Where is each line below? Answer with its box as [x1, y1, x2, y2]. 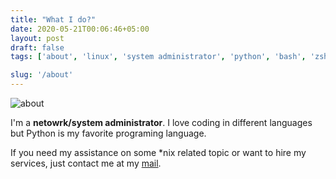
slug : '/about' [10, 70, 74, 80]
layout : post [10, 33, 65, 43]
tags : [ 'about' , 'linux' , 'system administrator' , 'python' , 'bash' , [10, 52, 307, 62]
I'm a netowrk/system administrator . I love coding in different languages [10, 117, 313, 128]
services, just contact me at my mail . [10, 157, 162, 169]
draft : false [10, 42, 65, 53]
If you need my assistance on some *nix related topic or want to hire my [10, 147, 307, 158]
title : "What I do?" [10, 14, 97, 25]
